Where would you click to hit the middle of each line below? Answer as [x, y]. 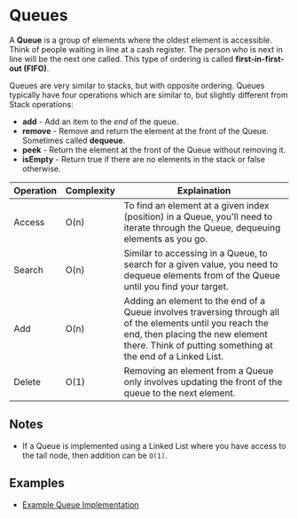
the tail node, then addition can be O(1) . [95, 455]
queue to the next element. [180, 393]
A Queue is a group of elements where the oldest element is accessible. [141, 40]
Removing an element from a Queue [199, 371]
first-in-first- [260, 59]
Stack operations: [41, 104]
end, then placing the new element [196, 334]
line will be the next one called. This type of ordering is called [122, 59]
